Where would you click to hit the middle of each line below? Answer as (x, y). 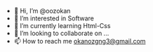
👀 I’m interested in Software (54, 18)
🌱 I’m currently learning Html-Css (62, 26)
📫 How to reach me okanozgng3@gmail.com (80, 41)
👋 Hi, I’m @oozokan (42, 11)
